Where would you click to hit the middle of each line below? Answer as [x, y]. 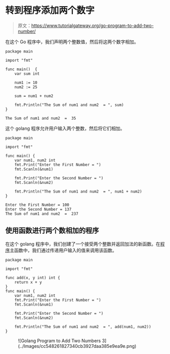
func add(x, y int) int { [33, 278]
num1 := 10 [26, 83]
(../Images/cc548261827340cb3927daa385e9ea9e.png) [77, 346]
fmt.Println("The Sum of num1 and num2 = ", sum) [69, 105]
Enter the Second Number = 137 [38, 209]
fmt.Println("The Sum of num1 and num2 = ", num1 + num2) [78, 192]
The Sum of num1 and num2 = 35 [41, 118]
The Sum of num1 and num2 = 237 [42, 214]
